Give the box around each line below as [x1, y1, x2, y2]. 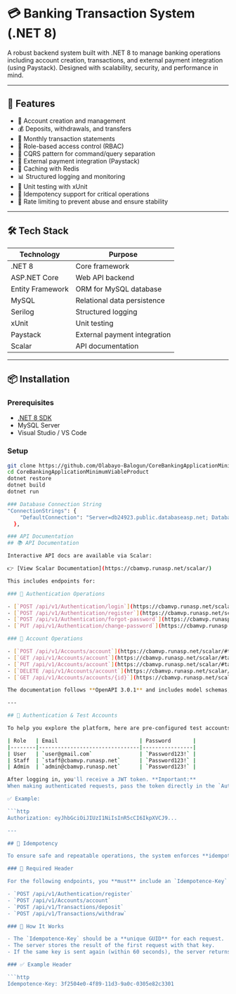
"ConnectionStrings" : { [7, 507, 77, 515]
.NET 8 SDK [17, 413, 52, 422]
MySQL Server [17, 421, 60, 430]
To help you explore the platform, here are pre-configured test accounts [7, 724, 231, 732]
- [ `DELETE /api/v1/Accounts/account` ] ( [7, 668, 128, 675]
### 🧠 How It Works [7, 922, 65, 930]
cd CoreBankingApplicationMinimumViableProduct [7, 468, 150, 476]
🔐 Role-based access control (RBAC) [17, 142, 124, 150]
